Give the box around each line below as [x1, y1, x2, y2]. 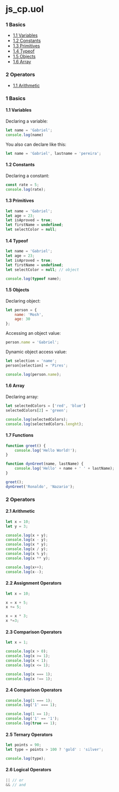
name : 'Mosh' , [14, 312, 44, 317]
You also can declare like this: [5, 141, 66, 147]
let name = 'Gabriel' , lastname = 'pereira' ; [5, 151, 101, 156]
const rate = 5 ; [5, 182, 39, 187]
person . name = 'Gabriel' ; [5, 340, 59, 345]
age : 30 [14, 316, 30, 322]
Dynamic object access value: [5, 349, 67, 355]
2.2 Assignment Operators [5, 580, 61, 586]
